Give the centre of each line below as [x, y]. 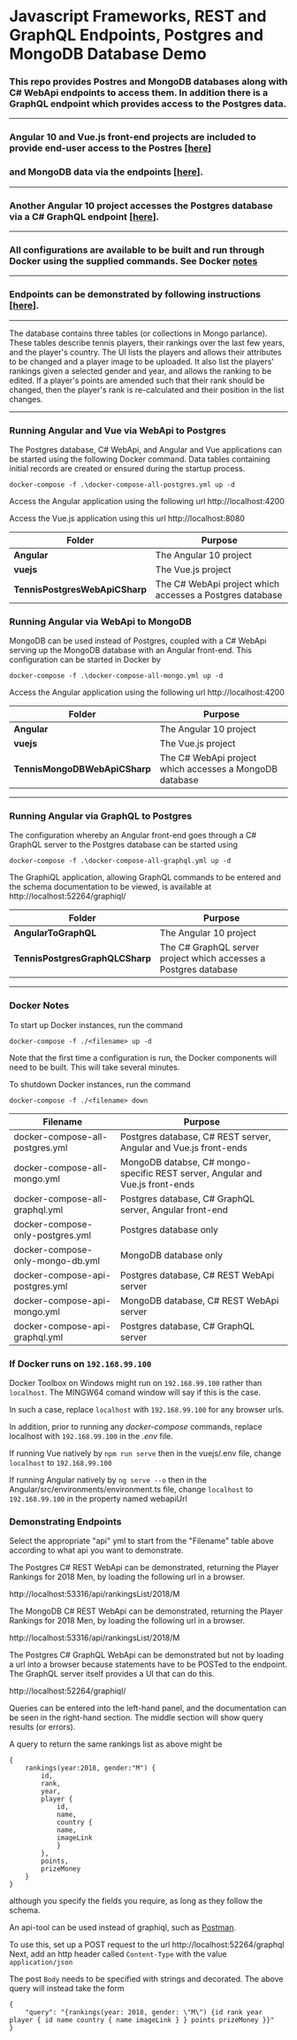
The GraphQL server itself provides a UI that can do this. [112, 1674]
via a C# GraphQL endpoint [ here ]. [84, 216]
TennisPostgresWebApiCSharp [80, 589]
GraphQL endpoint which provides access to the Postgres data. [148, 104]
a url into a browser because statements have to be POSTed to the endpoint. [148, 1664]
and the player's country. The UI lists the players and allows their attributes [145, 352]
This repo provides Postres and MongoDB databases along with [148, 82]
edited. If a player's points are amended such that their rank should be [137, 380]
